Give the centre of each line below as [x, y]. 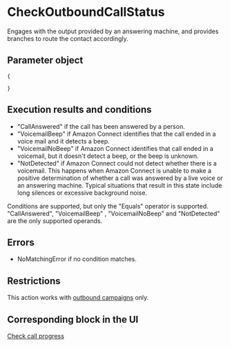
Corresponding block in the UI [73, 319]
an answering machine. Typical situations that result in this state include [119, 185]
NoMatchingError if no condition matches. [77, 259]
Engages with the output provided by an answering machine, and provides [113, 31]
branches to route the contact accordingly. [68, 38]
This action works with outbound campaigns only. [78, 298]
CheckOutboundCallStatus [86, 12]
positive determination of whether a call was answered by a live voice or [120, 178]
